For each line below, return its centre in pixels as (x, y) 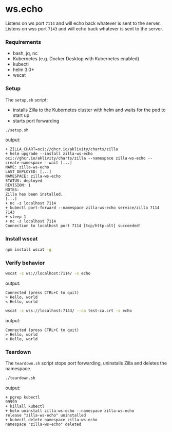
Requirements (23, 42)
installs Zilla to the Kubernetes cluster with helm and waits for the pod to (89, 110)
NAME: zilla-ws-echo (27, 167)
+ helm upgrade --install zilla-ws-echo (49, 154)
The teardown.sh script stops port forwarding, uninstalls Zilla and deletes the (86, 363)
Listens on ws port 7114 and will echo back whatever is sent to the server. (83, 23)
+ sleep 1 (16, 217)
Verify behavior (25, 263)
